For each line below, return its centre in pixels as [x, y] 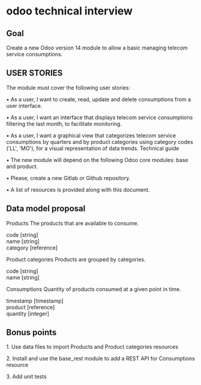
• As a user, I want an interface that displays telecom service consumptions [100, 117]
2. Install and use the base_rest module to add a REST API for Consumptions [100, 358]
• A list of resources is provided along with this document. [78, 189]
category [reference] [32, 248]
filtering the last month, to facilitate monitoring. [64, 124]
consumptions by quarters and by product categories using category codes [100, 142]
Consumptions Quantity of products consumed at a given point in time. [94, 289]
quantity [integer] [28, 313]
